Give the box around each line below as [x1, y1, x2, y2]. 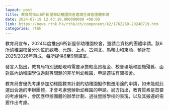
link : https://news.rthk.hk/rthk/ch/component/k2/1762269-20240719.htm [5, 21, 158, 27]
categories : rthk [5, 26, 42, 31]
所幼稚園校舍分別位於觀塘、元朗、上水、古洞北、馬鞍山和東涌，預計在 [5, 47, 151, 53]
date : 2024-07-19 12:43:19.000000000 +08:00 [5, 17, 100, 22]
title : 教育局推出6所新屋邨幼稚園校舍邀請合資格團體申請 [5, 12, 110, 17]
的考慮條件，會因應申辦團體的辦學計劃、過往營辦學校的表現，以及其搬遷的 [5, 93, 159, 99]
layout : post [5, 7, 33, 13]
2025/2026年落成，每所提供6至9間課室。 [5, 53, 92, 59]
